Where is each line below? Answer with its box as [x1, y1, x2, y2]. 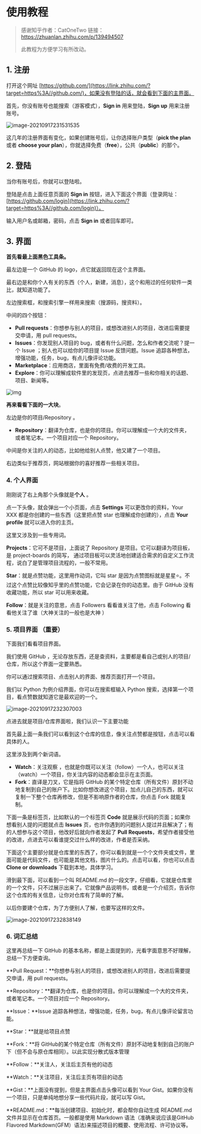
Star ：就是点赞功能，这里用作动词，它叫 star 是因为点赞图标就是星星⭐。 [6, 572, 185, 579]
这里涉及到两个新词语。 [6, 750, 64, 758]
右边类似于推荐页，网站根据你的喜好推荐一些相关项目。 [6, 460, 142, 467]
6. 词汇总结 [6, 932, 38, 940]
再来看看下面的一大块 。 [6, 401, 64, 408]
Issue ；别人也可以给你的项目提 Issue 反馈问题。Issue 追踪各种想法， [22, 347, 193, 354]
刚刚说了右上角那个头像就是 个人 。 [6, 491, 92, 498]
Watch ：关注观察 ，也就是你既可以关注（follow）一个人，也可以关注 [14, 763, 184, 770]
